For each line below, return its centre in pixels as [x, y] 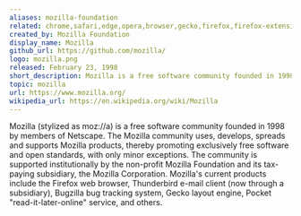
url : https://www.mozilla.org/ [68, 92]
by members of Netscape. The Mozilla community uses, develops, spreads [147, 136]
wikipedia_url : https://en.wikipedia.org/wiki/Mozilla [114, 101]
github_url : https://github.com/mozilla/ [88, 51]
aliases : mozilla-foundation [64, 17]
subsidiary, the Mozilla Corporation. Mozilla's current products [151, 174]
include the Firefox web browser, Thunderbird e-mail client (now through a [147, 184]
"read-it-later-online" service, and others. [86, 203]
